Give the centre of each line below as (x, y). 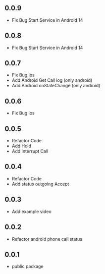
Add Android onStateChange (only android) (56, 86)
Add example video (31, 211)
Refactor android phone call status (47, 239)
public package (27, 267)
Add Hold (22, 146)
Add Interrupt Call (30, 151)
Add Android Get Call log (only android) (52, 80)
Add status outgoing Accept (40, 184)
